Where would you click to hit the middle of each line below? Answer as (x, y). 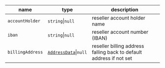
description (124, 10)
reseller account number (120, 32)
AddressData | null (67, 52)
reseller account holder (119, 18)
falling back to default (117, 52)
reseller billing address (118, 46)
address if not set (112, 58)
